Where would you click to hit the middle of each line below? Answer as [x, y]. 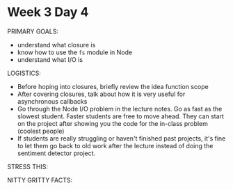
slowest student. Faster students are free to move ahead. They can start [121, 116]
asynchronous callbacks [52, 101]
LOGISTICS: [24, 73]
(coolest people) [41, 131]
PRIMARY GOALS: [33, 31]
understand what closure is [56, 45]
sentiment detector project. [56, 153]
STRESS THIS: [28, 166]
